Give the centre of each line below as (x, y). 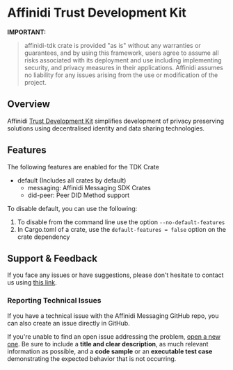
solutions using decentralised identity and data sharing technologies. (106, 128)
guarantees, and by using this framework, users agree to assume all (121, 53)
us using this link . (32, 283)
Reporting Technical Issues (54, 301)
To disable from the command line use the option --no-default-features (121, 222)
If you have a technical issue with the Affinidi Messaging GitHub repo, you (113, 316)
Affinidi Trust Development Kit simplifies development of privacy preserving (116, 121)
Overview (29, 104)
